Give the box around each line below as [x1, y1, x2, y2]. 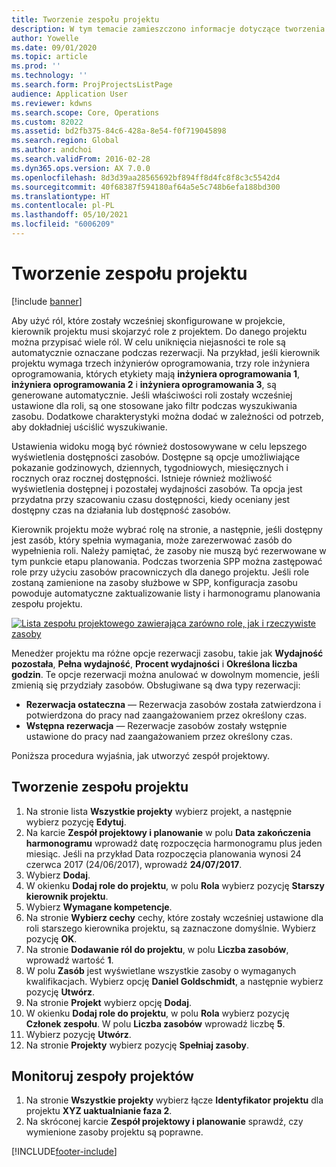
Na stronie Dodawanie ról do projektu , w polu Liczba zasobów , [25, 943, 289, 955]
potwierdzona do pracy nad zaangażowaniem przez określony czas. [25, 709, 308, 721]
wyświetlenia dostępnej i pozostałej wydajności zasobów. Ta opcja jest [11, 482, 303, 495]
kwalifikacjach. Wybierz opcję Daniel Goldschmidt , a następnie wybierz [25, 975, 324, 987]
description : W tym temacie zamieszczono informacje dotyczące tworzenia [11, 24, 326, 34]
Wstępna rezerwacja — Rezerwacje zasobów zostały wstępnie [25, 719, 288, 731]
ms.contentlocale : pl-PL [11, 201, 115, 211]
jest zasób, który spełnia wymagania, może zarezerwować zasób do [11, 534, 293, 546]
